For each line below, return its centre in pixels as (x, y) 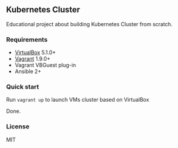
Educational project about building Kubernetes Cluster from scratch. (90, 24)
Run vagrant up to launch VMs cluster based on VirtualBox (78, 100)
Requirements (27, 39)
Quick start (23, 87)
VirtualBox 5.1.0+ (35, 52)
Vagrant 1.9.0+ (32, 59)
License (18, 127)
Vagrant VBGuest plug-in (45, 65)
